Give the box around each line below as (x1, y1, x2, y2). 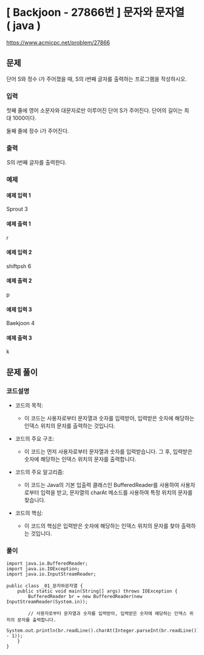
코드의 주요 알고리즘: (15, 468, 64, 476)
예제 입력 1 (6, 192, 32, 199)
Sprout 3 (6, 206, 29, 213)
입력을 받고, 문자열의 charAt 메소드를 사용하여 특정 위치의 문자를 (40, 489, 193, 496)
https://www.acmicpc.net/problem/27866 (6, 39, 110, 46)
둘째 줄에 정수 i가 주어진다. (6, 127, 69, 135)
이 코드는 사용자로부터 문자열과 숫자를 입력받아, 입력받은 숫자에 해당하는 (24, 415, 195, 422)
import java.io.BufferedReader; (6, 560, 88, 567)
